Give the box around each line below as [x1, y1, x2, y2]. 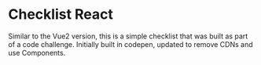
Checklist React [8, 5, 114, 23]
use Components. [8, 48, 66, 57]
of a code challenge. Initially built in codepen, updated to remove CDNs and [8, 39, 253, 49]
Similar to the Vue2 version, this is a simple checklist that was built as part [8, 31, 248, 41]
